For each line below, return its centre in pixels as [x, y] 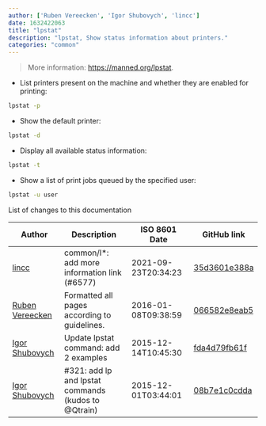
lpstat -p [25, 106]
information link [93, 272]
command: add [92, 348]
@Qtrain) [81, 410]
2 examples [86, 357]
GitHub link [224, 234]
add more [82, 262]
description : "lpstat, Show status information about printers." [118, 38]
